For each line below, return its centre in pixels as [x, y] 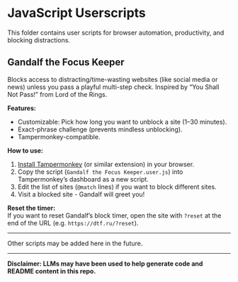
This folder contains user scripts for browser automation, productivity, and [116, 33]
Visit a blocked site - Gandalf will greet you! [81, 194]
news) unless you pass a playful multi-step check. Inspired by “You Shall [113, 87]
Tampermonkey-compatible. [59, 136]
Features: [22, 108]
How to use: [25, 151]
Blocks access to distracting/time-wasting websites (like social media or [113, 79]
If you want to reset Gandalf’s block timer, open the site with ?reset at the [114, 215]
